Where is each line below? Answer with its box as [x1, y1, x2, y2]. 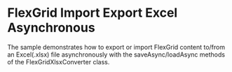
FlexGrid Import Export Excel [7, 5, 178, 21]
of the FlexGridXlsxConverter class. [7, 57, 110, 66]
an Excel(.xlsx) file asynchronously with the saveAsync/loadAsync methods [7, 50, 226, 59]
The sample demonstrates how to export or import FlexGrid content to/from [7, 43, 226, 51]
